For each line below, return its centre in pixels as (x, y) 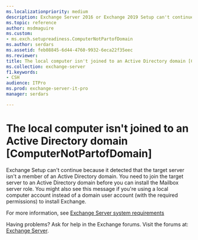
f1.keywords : (22, 72)
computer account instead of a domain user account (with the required (92, 195)
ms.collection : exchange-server (46, 67)
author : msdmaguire (30, 28)
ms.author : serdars (30, 45)
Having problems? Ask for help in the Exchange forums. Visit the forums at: (97, 224)
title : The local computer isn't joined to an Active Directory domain (96, 61)
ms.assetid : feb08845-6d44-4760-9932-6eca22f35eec (70, 50)
